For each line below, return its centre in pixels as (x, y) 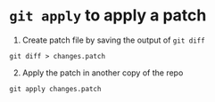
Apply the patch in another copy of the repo (103, 73)
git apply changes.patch (55, 89)
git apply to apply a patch (108, 16)
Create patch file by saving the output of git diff (113, 40)
